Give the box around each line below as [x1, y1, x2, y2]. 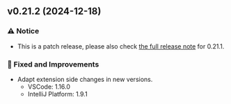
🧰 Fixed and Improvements [7, 59, 99, 69]
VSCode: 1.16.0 [27, 83, 71, 91]
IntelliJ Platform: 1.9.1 [27, 89, 88, 98]
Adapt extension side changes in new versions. [17, 75, 153, 83]
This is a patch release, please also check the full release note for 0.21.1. [17, 42, 225, 51]
